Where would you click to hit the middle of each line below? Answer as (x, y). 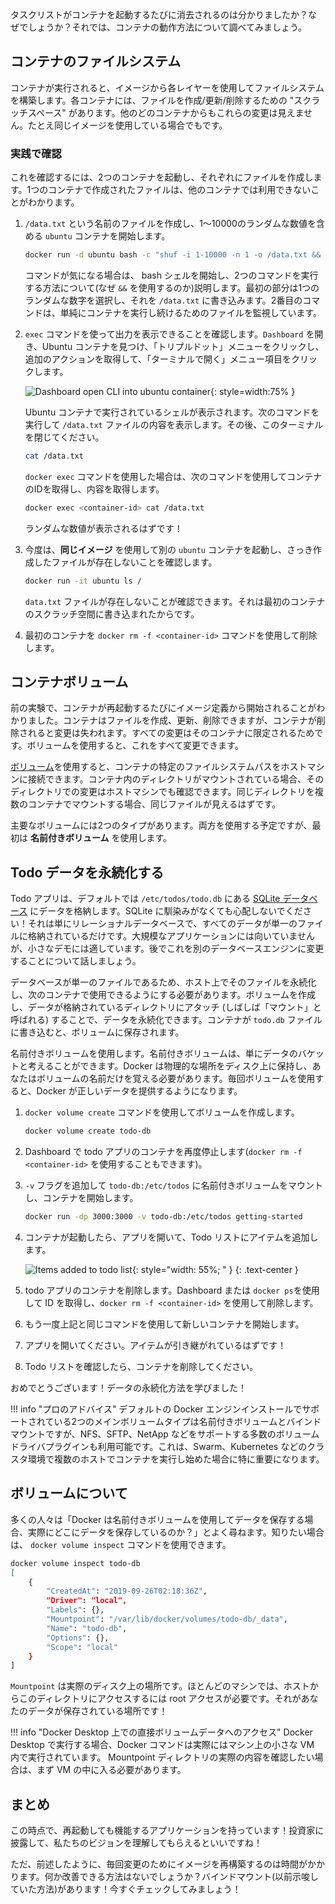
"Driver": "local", (87, 1601)
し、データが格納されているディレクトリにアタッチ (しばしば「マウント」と (166, 1007)
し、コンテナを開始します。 (81, 1198)
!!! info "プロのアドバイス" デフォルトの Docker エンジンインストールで (156, 1409)
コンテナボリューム (69, 682)
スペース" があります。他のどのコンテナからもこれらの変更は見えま (165, 112)
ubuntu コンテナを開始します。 (107, 236)
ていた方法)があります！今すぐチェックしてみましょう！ (126, 1889)
